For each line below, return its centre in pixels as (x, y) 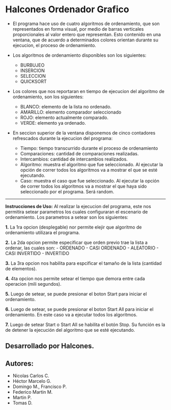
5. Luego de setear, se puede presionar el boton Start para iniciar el (76, 294)
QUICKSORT (33, 81)
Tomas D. (23, 403)
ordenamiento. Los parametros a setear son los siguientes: (67, 217)
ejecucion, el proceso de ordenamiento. (54, 45)
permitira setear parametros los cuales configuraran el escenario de (77, 212)
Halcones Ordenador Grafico (67, 9)
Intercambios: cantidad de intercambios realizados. (74, 159)
